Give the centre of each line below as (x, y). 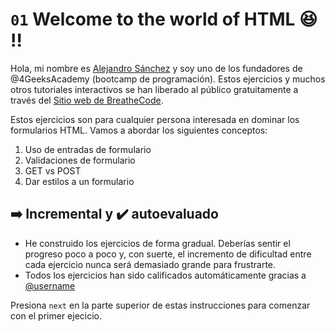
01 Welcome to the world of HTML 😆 (164, 19)
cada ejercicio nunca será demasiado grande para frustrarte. (150, 264)
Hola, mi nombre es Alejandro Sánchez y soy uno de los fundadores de (156, 68)
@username (50, 285)
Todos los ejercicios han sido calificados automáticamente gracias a (165, 275)
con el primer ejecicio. (56, 315)
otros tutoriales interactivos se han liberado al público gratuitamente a (154, 89)
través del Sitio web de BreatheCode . (87, 100)
